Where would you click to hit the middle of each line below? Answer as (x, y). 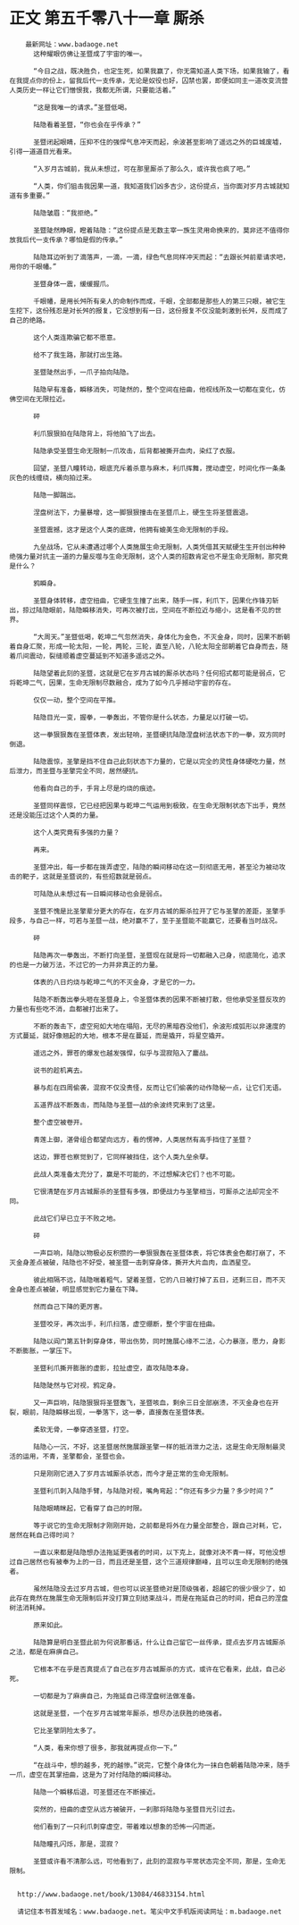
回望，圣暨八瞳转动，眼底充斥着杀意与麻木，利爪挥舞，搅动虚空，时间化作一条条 (159, 468)
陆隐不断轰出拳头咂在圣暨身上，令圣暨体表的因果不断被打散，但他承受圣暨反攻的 (159, 999)
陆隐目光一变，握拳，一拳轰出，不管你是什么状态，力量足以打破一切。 (142, 717)
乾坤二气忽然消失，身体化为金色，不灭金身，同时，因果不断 (191, 637)
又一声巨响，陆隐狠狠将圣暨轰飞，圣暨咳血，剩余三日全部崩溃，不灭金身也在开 (156, 1403)
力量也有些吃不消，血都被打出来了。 (66, 1009)
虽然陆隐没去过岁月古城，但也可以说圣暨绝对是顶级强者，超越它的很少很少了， (156, 1589)
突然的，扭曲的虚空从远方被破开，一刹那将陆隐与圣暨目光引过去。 (136, 1809)
